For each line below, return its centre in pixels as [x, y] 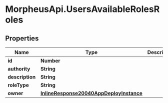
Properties [22, 38]
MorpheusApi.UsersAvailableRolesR [82, 9]
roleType [18, 85]
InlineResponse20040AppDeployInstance [91, 93]
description [22, 77]
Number [50, 61]
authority [19, 69]
